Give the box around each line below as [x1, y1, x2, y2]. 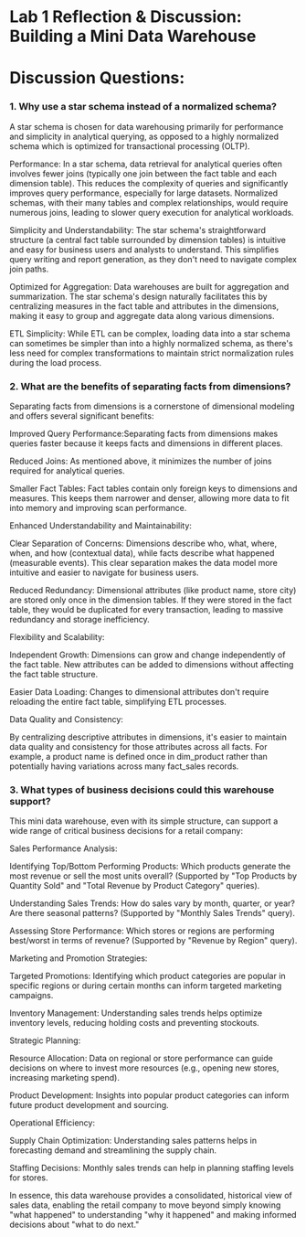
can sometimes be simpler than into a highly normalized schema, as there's [9, 337, 294, 348]
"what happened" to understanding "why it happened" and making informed [9, 1210, 297, 1221]
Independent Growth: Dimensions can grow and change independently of [9, 649, 286, 660]
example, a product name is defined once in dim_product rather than [9, 751, 268, 762]
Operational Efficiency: [9, 1117, 96, 1128]
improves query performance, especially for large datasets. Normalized [9, 187, 279, 198]
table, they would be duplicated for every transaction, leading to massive [9, 603, 284, 614]
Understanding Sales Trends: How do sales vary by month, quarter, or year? [9, 898, 295, 909]
